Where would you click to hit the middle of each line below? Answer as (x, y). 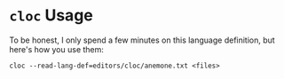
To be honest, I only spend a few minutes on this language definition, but (142, 40)
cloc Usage (51, 16)
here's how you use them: (57, 49)
